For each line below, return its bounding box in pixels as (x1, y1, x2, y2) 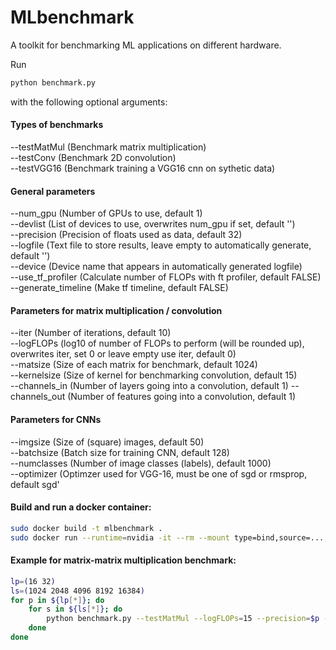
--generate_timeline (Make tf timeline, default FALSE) (10, 282, 229, 294)
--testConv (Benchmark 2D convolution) (10, 152, 177, 164)
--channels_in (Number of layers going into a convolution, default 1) (10, 380, 289, 392)
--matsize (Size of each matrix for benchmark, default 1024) (10, 359, 258, 371)
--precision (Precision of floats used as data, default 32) (10, 229, 243, 241)
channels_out (10, 391, 66, 403)
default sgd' (10, 478, 60, 490)
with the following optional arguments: (10, 96, 168, 108)
